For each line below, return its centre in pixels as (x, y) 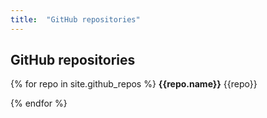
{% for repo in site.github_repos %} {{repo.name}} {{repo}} (134, 84)
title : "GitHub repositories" (75, 19)
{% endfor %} (39, 103)
